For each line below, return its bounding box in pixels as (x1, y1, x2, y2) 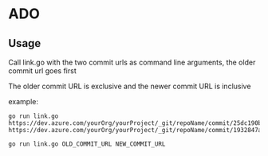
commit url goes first (8, 66, 77, 76)
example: (8, 97, 38, 106)
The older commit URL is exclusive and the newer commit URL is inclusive (8, 81, 251, 91)
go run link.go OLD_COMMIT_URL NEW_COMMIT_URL (8, 140, 166, 148)
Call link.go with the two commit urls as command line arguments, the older (8, 57, 256, 67)
